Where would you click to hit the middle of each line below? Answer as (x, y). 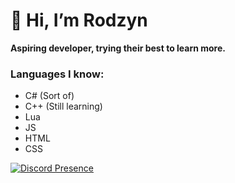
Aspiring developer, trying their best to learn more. (118, 48)
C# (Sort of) (49, 96)
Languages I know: (57, 74)
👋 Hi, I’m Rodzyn (79, 20)
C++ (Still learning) (63, 106)
